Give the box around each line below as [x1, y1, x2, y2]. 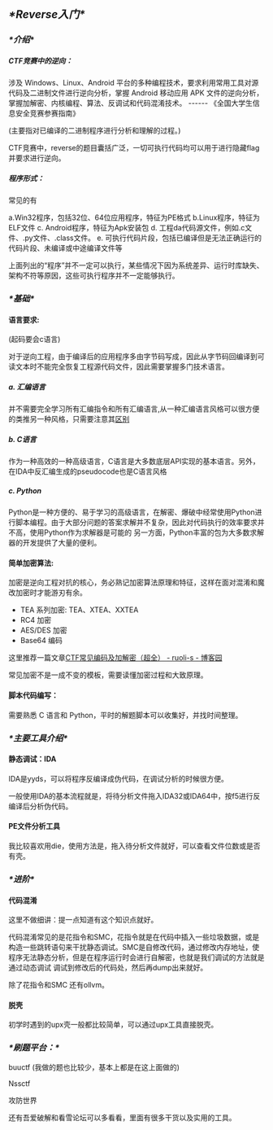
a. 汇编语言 [8, 382, 46, 392]
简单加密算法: [8, 558, 54, 567]
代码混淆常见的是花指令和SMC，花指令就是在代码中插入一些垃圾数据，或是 [8, 932, 260, 942]
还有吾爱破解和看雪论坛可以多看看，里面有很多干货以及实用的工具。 [8, 1112, 236, 1122]
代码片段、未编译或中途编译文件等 [8, 243, 123, 253]
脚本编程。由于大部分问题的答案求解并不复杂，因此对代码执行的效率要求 [15, 518, 258, 528]
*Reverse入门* [8, 7, 85, 22]
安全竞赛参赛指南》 [15, 108, 80, 118]
